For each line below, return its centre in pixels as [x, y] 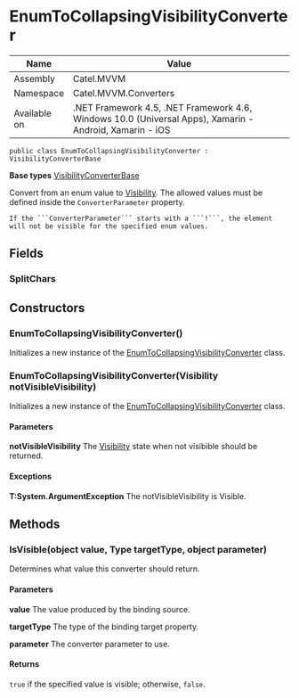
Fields [27, 254]
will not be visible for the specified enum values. [109, 226]
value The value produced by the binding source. [100, 609]
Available [32, 113]
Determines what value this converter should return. [105, 569]
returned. [26, 456]
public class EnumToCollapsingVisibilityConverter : [109, 151]
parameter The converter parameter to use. [90, 644]
